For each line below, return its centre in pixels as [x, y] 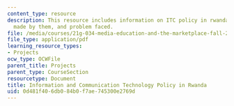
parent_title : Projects [42, 66]
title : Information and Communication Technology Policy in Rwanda [107, 85]
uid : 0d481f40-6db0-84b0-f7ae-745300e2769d [71, 91]
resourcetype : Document [42, 78]
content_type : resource [42, 14]
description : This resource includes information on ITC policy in [107, 20]
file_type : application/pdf [48, 40]
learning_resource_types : [45, 46]
